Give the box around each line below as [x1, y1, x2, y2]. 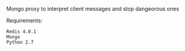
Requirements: [6, 17, 42, 24]
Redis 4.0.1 [6, 29, 36, 35]
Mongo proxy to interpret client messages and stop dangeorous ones [6, 5, 180, 12]
